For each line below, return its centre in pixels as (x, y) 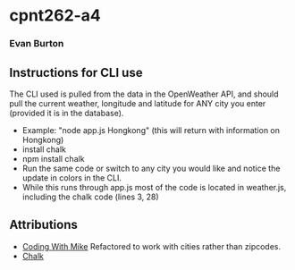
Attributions (44, 225)
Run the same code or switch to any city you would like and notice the (151, 168)
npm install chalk (53, 158)
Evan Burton (37, 44)
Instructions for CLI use (76, 72)
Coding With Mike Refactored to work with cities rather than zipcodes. (152, 246)
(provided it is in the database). (67, 113)
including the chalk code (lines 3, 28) (90, 197)
